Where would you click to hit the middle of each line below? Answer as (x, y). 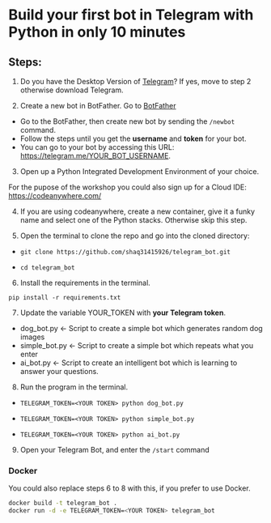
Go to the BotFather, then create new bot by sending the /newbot (127, 121)
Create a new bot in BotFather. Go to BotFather (98, 106)
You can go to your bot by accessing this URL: (97, 147)
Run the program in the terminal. (74, 387)
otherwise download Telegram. (72, 90)
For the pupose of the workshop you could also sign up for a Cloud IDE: (127, 187)
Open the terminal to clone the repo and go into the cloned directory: (135, 236)
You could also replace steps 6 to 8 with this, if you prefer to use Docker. (129, 488)
